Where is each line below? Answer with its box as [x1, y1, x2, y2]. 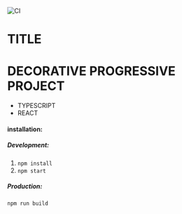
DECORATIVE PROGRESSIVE [7, 63, 176, 79]
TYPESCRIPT [17, 102, 56, 110]
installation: [7, 125, 43, 133]
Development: [7, 141, 50, 149]
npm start [17, 167, 47, 175]
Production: [7, 182, 43, 191]
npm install [17, 160, 52, 167]
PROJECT [7, 78, 65, 94]
